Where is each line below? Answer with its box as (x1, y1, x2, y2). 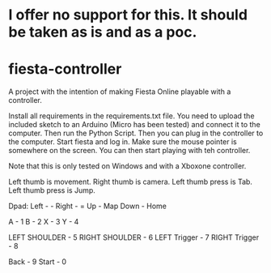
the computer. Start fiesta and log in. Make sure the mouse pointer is (8, 137, 237, 147)
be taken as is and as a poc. (8, 23, 197, 41)
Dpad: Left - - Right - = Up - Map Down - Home (8, 201, 167, 211)
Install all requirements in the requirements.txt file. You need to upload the (8, 111, 255, 121)
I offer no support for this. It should (8, 6, 248, 24)
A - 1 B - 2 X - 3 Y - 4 (8, 217, 79, 227)
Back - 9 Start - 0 (8, 257, 67, 267)
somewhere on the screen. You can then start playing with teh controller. (8, 146, 251, 156)
